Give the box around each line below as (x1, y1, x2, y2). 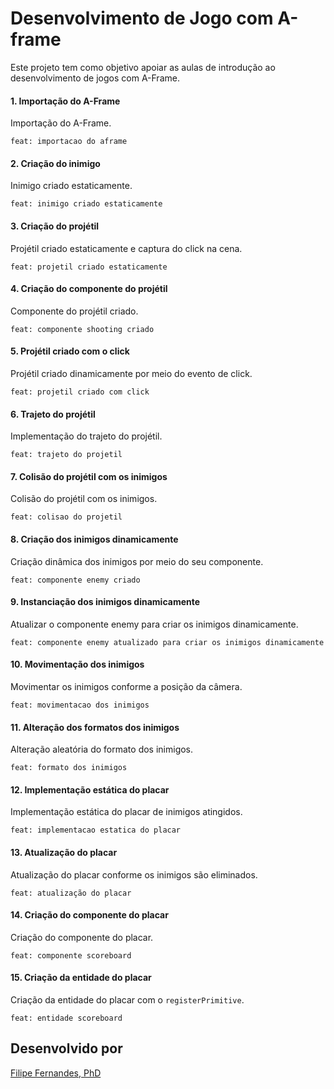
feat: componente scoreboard (10, 950, 132, 961)
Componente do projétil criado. (10, 305, 139, 317)
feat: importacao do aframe (10, 137, 128, 147)
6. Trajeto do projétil (10, 408, 96, 420)
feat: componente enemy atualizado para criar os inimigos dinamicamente (10, 637, 325, 647)
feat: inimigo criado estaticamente (10, 199, 163, 209)
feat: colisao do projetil (10, 512, 123, 522)
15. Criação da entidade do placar (10, 972, 152, 984)
